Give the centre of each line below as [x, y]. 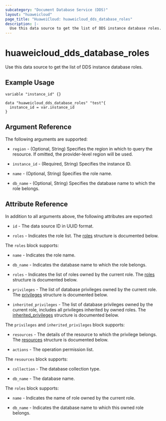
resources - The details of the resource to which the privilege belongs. [84, 334]
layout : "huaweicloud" [29, 14]
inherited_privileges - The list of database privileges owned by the [83, 304]
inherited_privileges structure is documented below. [66, 315]
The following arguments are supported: [47, 139]
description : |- [22, 24]
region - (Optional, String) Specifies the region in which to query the [83, 148]
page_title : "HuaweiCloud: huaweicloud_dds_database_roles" [69, 19]
